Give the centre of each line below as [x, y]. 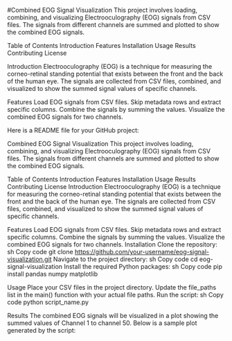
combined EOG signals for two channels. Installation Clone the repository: [113, 244]
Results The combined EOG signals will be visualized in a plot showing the [113, 316]
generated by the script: [42, 330]
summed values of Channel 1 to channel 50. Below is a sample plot [102, 323]
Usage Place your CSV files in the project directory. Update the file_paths [112, 287]
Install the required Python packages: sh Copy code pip [143, 266]
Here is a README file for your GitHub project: [73, 130]
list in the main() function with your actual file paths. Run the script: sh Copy [115, 295]
